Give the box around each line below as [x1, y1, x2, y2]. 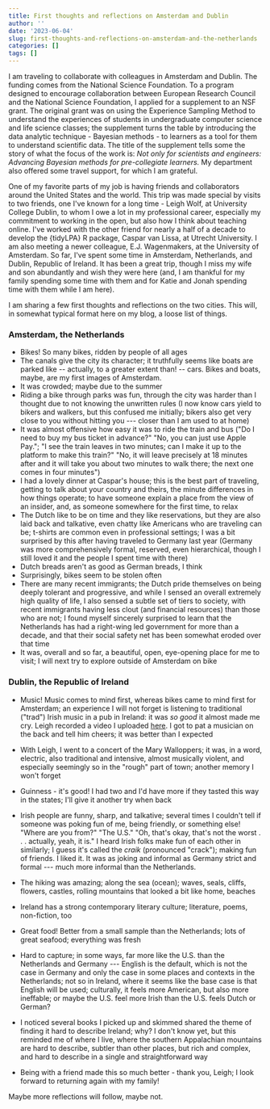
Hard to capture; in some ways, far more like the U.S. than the [19, 950, 226, 960]
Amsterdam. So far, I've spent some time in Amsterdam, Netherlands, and [8, 250, 252, 259]
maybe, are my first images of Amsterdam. [19, 373, 162, 383]
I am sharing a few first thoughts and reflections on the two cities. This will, [8, 300, 258, 309]
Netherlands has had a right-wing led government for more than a [19, 622, 239, 632]
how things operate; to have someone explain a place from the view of [19, 494, 254, 503]
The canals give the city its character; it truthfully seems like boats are [19, 356, 254, 366]
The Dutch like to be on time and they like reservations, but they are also [19, 510, 261, 520]
